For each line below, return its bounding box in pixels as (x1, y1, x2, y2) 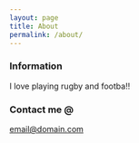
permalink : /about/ (9, 30, 84, 39)
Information (9, 60, 63, 72)
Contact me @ (9, 103, 74, 116)
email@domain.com (9, 123, 84, 134)
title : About (9, 22, 59, 31)
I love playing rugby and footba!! (9, 81, 131, 91)
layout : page (9, 13, 59, 23)
